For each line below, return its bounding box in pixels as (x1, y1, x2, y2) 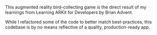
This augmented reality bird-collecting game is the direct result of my (5, 4, 147, 10)
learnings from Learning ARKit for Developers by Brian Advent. (5, 9, 133, 15)
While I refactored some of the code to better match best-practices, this (5, 19, 152, 25)
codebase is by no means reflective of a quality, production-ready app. (5, 24, 150, 30)
